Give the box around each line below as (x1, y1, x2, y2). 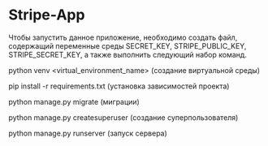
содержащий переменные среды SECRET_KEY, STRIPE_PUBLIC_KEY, (8, 41, 247, 50)
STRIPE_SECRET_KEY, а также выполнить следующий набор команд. (8, 49, 248, 59)
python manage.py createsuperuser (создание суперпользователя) (8, 112, 239, 122)
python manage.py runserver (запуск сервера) (8, 128, 168, 138)
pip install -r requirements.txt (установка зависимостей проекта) (8, 81, 230, 91)
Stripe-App (8, 6, 85, 24)
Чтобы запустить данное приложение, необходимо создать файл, (8, 32, 238, 42)
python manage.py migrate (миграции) (8, 97, 140, 106)
